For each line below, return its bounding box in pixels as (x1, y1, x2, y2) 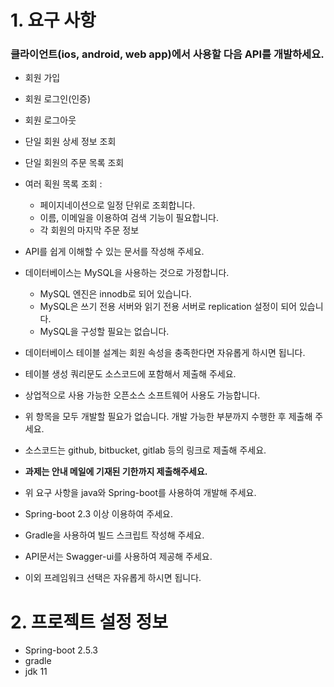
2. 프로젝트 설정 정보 (10, 611, 169, 633)
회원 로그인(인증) (24, 93, 92, 105)
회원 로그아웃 (24, 114, 77, 126)
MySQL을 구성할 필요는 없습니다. (39, 326, 170, 338)
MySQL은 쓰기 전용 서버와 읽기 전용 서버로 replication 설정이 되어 (39, 301, 298, 313)
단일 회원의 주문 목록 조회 (24, 157, 125, 169)
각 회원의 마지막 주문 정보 (39, 224, 140, 236)
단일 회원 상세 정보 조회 (24, 136, 117, 148)
